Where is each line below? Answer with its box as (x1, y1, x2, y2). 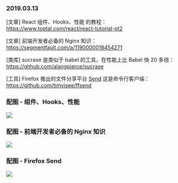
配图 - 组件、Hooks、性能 (6, 98, 80, 106)
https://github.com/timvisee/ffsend (6, 82, 92, 89)
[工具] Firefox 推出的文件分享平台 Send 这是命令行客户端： (6, 75, 150, 83)
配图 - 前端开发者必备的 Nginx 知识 (6, 127, 106, 135)
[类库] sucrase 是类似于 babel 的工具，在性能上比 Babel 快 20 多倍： (6, 56, 174, 64)
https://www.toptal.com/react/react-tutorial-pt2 (6, 25, 123, 32)
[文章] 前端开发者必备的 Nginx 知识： (6, 37, 97, 45)
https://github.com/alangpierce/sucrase (6, 63, 104, 70)
